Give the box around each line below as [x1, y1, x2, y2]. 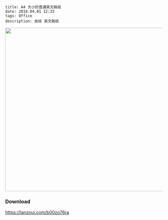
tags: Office [5, 13, 32, 18]
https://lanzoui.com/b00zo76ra [5, 209, 69, 215]
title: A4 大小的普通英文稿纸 [5, 4, 61, 9]
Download [5, 198, 31, 205]
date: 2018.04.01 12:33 [5, 9, 55, 14]
